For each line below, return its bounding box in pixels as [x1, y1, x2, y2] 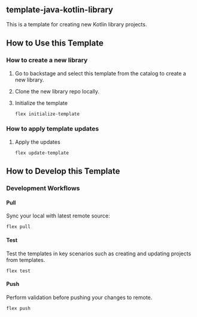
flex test [6, 268, 31, 274]
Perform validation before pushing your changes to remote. [6, 294, 153, 301]
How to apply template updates [6, 125, 99, 133]
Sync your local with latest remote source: [6, 212, 110, 219]
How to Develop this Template [6, 166, 120, 176]
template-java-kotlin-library [6, 5, 114, 15]
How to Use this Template [6, 38, 104, 49]
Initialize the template [14, 99, 68, 107]
